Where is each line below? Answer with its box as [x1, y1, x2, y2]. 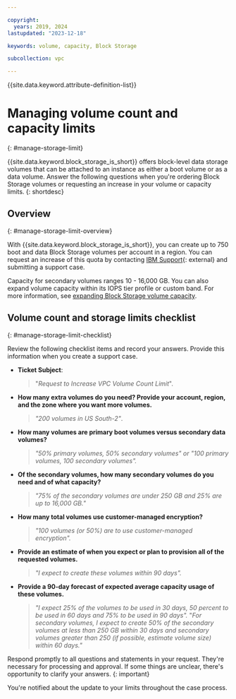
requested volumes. [17, 555, 78, 563]
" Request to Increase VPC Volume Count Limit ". [35, 379, 174, 388]
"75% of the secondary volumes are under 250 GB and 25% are [35, 491, 223, 500]
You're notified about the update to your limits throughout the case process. [7, 683, 228, 692]
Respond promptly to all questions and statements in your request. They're [7, 655, 224, 663]
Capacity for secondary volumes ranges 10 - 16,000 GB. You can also [7, 276, 209, 285]
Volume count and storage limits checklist [7, 312, 196, 324]
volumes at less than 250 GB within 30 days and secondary [35, 626, 209, 634]
